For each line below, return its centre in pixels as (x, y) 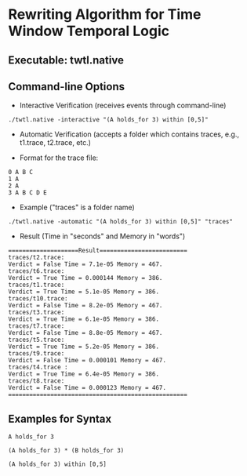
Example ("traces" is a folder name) (77, 207)
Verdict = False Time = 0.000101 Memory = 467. (87, 361)
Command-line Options (67, 87)
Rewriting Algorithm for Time (105, 15)
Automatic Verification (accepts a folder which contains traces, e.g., (129, 134)
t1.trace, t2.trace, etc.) (55, 143)
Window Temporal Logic (89, 31)
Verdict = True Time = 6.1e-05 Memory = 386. (84, 319)
